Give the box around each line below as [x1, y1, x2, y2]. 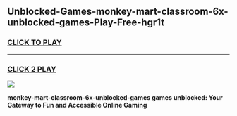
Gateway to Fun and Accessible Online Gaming [7, 101, 147, 109]
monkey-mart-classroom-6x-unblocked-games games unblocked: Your [7, 93, 224, 101]
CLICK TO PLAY [7, 38, 62, 48]
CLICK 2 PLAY [7, 64, 56, 74]
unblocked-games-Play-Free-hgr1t [7, 17, 164, 29]
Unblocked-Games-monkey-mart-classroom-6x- [7, 6, 229, 18]
